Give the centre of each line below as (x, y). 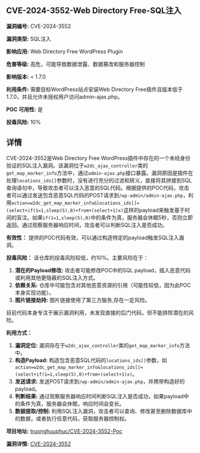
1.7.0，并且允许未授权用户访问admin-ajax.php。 (65, 96)
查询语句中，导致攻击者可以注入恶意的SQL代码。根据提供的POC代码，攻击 (98, 188)
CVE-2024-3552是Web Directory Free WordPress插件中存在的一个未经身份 (98, 158)
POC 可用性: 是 (25, 109)
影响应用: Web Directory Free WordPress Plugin (65, 51)
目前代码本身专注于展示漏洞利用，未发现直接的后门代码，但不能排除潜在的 (97, 312)
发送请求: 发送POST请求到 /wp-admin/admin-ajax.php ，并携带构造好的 (100, 381)
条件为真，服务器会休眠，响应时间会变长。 (72, 404)
